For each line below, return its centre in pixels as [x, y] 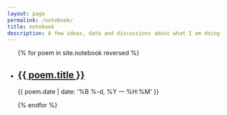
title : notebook [31, 26]
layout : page [26, 14]
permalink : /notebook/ [40, 20]
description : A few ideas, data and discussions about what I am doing [113, 33]
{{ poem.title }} [51, 75]
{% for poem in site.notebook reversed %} [78, 53]
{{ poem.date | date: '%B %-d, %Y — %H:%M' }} [88, 92]
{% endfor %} [37, 105]
